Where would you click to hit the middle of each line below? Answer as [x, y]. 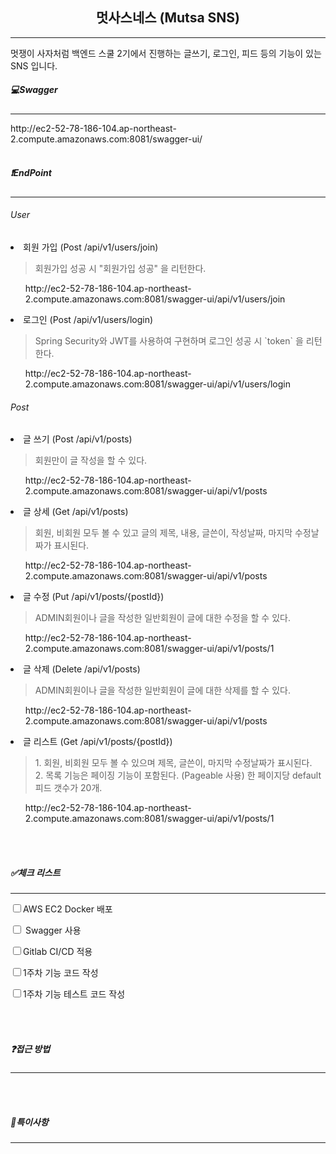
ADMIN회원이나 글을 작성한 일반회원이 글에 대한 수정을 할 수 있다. [162, 618]
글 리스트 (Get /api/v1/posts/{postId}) [98, 742]
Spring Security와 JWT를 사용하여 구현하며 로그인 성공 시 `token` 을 [169, 340]
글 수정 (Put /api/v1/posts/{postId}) [94, 597]
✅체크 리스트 [35, 872]
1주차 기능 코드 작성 [61, 973]
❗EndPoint [31, 173]
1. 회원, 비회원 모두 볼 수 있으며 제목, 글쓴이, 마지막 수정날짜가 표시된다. [173, 763]
